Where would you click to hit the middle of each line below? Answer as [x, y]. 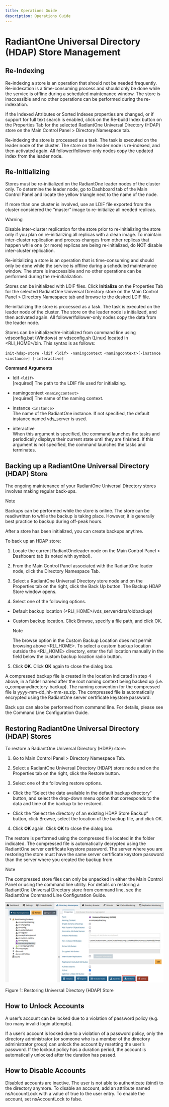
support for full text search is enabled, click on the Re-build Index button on [83, 119]
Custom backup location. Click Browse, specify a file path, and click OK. [87, 621]
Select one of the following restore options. [57, 783]
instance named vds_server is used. [50, 419]
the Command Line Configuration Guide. [47, 712]
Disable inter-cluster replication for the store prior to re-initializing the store [83, 229]
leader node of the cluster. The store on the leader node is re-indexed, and [82, 145]
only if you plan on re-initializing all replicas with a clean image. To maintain [83, 235]
